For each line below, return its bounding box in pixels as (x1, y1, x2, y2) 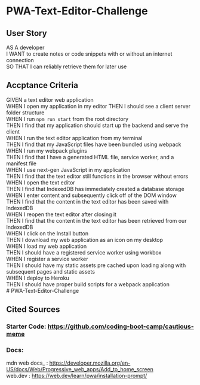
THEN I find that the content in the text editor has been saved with (6, 198, 169, 205)
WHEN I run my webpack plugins (6, 147, 88, 154)
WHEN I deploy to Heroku (6, 274, 70, 281)
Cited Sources (6, 304, 60, 315)
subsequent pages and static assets (6, 268, 96, 275)
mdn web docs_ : (6, 359, 48, 366)
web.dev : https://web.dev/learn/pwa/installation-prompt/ (6, 372, 147, 380)
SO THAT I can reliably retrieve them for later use (6, 63, 127, 70)
